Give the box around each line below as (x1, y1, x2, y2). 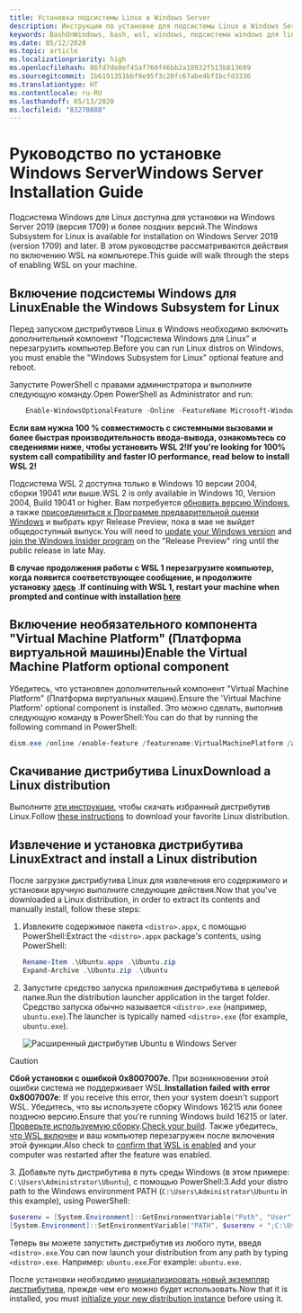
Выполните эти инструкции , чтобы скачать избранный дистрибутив (9, 801, 271, 812)
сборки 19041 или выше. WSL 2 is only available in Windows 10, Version (9, 487, 276, 498)
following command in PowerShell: (9, 721, 138, 732)
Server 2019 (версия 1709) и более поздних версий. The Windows (9, 221, 259, 232)
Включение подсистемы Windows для (9, 285, 236, 301)
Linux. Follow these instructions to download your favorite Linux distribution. (9, 811, 290, 822)
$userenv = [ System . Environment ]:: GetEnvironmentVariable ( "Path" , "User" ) (9, 1212, 296, 1221)
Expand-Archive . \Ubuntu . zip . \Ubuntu (22, 966, 168, 976)
